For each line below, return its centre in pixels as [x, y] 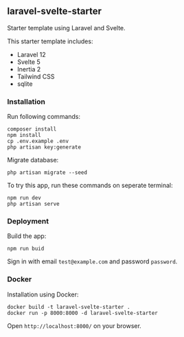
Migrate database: [33, 160]
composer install [32, 129]
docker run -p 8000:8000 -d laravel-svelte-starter [82, 313]
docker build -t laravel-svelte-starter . [69, 307]
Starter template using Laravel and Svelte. [66, 28]
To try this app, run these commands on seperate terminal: [90, 186]
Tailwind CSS [36, 76]
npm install [24, 135]
